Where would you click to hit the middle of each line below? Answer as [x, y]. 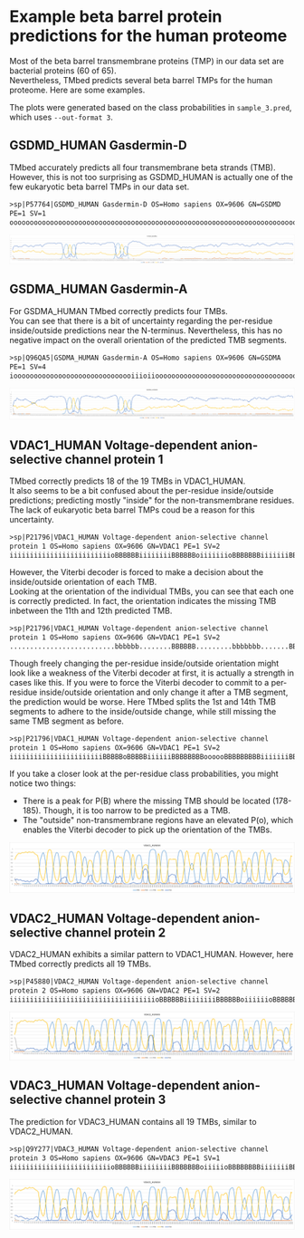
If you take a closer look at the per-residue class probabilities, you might [144, 774]
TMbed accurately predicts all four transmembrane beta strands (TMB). [142, 167]
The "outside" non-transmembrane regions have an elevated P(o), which [158, 821]
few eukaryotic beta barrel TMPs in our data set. [100, 187]
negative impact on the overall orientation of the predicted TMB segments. [148, 340]
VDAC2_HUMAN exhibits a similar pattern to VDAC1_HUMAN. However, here [152, 955]
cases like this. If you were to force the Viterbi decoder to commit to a [139, 683]
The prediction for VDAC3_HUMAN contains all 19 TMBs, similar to [133, 1121]
